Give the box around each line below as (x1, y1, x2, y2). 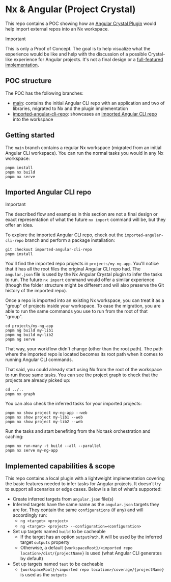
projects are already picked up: (5, 377, 71, 383)
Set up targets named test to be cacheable (12, 561, 103, 567)
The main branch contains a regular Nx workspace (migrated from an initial (5, 144, 162, 151)
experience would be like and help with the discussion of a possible (5, 51, 147, 57)
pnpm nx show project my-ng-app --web (5, 410, 88, 415)
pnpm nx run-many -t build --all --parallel (5, 444, 101, 449)
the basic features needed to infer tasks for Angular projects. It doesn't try (5, 481, 161, 487)
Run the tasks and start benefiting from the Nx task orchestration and (5, 428, 151, 434)
